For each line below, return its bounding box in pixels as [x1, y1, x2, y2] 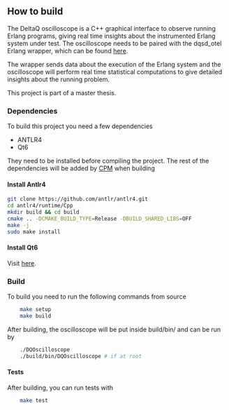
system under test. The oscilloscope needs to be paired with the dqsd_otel [7, 39, 222, 48]
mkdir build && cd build [7, 209, 80, 216]
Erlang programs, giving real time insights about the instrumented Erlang [7, 32, 216, 40]
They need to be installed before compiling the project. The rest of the [7, 157, 209, 165]
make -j [7, 221, 30, 228]
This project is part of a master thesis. [7, 88, 117, 97]
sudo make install [7, 228, 61, 235]
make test [20, 397, 49, 404]
